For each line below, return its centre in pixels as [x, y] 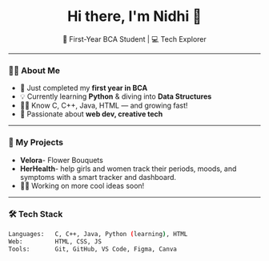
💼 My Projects [36, 142]
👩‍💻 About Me [34, 70]
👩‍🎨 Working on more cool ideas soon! [82, 186]
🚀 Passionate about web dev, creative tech [91, 114]
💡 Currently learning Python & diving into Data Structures [116, 96]
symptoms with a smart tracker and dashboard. [98, 177]
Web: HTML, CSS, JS [55, 241]
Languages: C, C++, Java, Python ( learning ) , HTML [98, 234]
